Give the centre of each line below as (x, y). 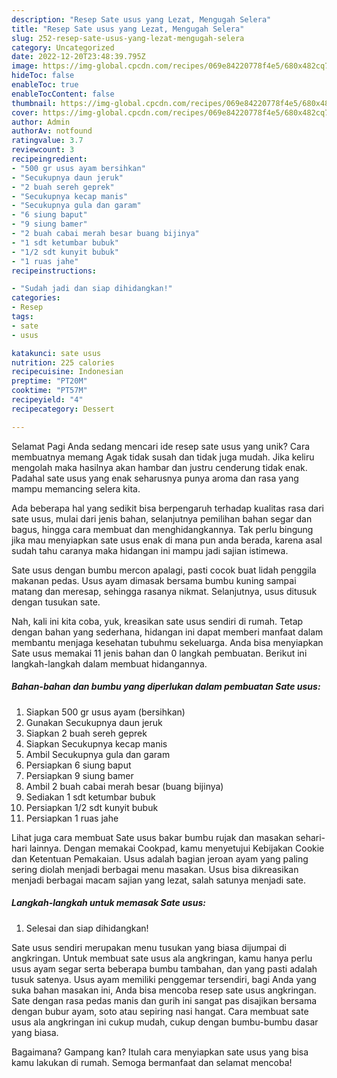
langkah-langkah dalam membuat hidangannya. (109, 663)
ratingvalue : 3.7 (47, 141)
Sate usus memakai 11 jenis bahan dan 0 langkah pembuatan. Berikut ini (159, 653)
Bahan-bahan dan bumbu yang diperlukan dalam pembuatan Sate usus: (166, 687)
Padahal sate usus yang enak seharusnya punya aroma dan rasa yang (155, 478)
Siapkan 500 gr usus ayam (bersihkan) (105, 712)
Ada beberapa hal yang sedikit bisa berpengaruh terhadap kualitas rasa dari (167, 508)
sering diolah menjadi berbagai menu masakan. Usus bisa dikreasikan (155, 869)
